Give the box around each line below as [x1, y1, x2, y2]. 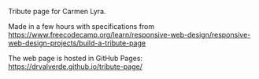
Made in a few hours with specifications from [8, 22, 155, 31]
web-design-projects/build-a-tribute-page [8, 38, 146, 48]
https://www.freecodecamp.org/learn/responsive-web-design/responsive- [8, 31, 251, 39]
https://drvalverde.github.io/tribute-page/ [8, 62, 143, 71]
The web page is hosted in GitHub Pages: [8, 54, 143, 63]
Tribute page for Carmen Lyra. [8, 7, 106, 16]
